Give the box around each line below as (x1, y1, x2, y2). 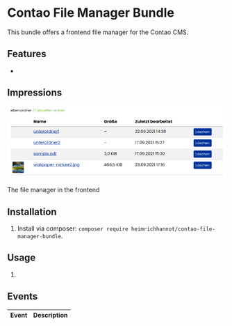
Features (7, 48, 47, 60)
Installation (7, 205, 57, 217)
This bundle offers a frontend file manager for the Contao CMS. (7, 28, 189, 36)
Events (7, 290, 38, 302)
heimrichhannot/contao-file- (131, 226, 215, 233)
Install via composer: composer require (17, 224, 129, 233)
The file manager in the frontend (7, 186, 100, 194)
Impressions (7, 87, 63, 99)
